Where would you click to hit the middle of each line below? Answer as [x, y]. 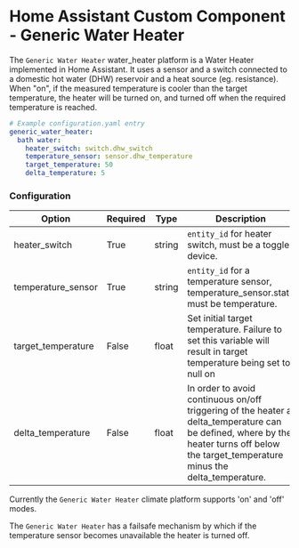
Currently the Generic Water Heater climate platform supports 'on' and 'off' [147, 499]
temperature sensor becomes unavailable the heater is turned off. [129, 536]
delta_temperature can [234, 422]
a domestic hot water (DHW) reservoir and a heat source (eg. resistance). [144, 78]
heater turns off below [233, 444]
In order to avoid [221, 389]
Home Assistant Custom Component [148, 16]
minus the [207, 466]
